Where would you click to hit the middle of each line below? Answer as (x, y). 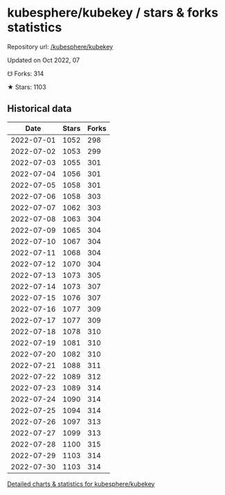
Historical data (39, 109)
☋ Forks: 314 (26, 73)
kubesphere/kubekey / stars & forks (113, 13)
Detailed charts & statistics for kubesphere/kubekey (81, 484)
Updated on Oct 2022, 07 (44, 60)
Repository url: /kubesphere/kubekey (60, 46)
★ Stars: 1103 (27, 87)
